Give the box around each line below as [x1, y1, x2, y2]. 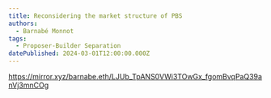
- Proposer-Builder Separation [15, 42, 121, 50]
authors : [8, 19, 38, 28]
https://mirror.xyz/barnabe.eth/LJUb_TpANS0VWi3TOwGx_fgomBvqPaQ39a [8, 72, 263, 81]
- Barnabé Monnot [15, 27, 74, 35]
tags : [8, 34, 27, 43]
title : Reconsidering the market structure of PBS [8, 11, 183, 20]
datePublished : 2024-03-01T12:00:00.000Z [8, 49, 150, 58]
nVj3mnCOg [8, 80, 49, 90]
